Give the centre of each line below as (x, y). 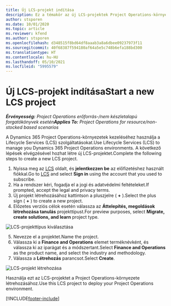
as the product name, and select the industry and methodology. (79, 253)
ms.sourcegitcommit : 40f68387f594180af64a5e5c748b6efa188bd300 (74, 48)
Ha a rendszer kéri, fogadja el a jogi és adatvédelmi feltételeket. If (81, 185)
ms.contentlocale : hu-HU (32, 57)
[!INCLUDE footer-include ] (33, 299)
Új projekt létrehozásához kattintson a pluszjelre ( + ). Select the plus (84, 195)
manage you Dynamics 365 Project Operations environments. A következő (83, 148)
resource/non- (142, 122)
